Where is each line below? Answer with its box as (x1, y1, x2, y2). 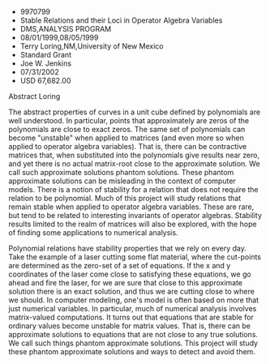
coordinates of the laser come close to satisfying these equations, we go (8, 269, 251, 279)
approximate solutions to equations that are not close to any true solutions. (8, 330, 258, 339)
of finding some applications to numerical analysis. (8, 228, 178, 238)
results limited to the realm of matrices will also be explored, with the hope (8, 219, 257, 229)
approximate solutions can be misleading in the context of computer (8, 176, 237, 186)
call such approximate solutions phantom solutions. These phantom (8, 168, 234, 177)
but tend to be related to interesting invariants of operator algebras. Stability (8, 211, 262, 220)
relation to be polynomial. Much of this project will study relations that (8, 194, 242, 203)
